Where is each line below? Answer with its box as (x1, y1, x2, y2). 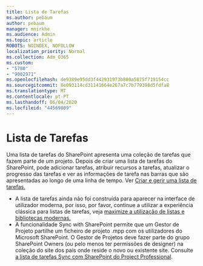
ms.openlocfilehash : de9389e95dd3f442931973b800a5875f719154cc (6, 77, 170, 83)
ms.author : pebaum (6, 15, 53, 21)
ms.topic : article (6, 37, 53, 43)
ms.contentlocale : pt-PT (6, 94, 69, 100)
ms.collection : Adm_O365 (6, 54, 69, 60)
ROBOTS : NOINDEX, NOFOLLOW (6, 43, 75, 49)
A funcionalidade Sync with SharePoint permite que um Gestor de (15, 221, 180, 228)
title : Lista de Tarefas (6, 9, 69, 15)
